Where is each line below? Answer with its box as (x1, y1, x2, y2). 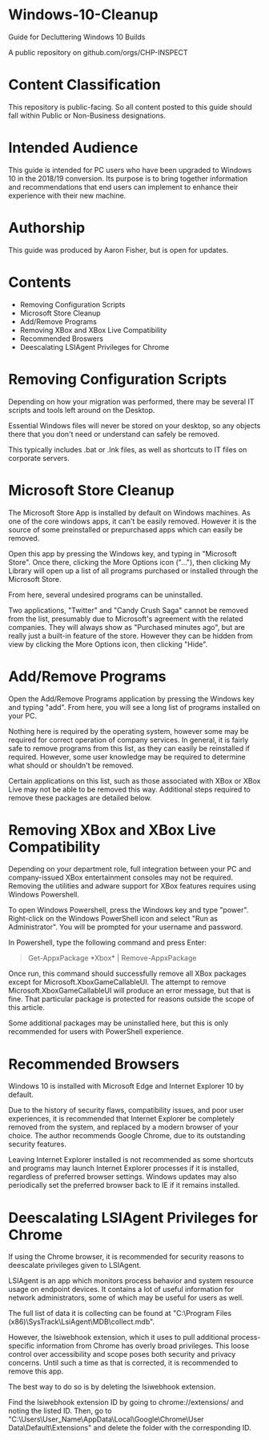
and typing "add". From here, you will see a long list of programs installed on (8, 702, 261, 712)
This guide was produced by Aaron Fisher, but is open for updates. (8, 245, 229, 255)
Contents (8, 273, 72, 291)
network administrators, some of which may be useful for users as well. (8, 1293, 244, 1302)
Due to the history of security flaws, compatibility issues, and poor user (8, 1105, 244, 1115)
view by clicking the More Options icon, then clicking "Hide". (8, 639, 208, 649)
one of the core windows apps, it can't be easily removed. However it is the (8, 516, 257, 526)
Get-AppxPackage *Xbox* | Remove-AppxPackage (27, 953, 197, 963)
